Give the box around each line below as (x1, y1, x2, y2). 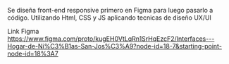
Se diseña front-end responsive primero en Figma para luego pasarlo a (7, 6, 213, 14)
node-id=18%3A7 (7, 49, 58, 58)
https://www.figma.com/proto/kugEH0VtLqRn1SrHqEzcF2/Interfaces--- (7, 34, 215, 43)
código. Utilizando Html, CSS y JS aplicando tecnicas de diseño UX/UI (7, 13, 211, 22)
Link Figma (7, 27, 39, 35)
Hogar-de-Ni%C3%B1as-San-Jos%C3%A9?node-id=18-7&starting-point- (7, 42, 222, 50)
